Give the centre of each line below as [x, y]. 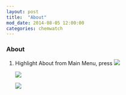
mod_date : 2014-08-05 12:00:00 [45, 23]
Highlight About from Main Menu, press [64, 63]
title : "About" [26, 17]
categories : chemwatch [34, 28]
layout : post [22, 12]
